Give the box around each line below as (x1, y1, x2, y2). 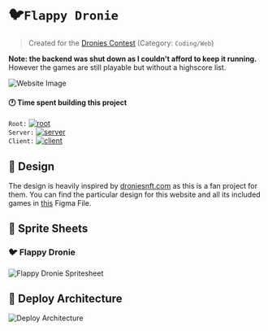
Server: (8, 128, 35, 137)
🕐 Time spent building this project (8, 98, 128, 107)
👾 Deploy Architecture (8, 292, 123, 306)
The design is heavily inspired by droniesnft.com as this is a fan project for (8, 181, 258, 190)
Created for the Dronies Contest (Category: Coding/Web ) (28, 37, 214, 48)
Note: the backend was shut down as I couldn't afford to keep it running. (8, 54, 257, 63)
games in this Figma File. (8, 198, 92, 207)
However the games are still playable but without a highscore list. (8, 62, 227, 72)
